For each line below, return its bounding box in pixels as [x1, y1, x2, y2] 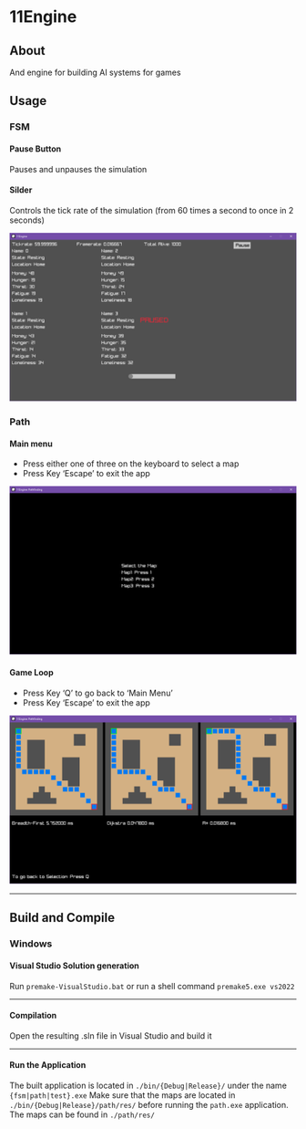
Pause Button [9, 143, 62, 154]
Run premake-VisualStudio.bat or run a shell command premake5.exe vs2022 [9, 980, 295, 991]
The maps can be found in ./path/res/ [9, 1109, 155, 1120]
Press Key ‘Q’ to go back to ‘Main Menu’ [22, 687, 173, 698]
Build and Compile [9, 910, 116, 925]
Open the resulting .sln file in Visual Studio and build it [9, 1030, 212, 1041]
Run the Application [9, 1060, 87, 1071]
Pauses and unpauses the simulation [9, 163, 148, 174]
